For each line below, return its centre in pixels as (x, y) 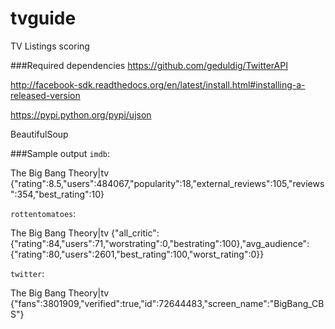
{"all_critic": (135, 233)
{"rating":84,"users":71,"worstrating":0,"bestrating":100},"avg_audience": (160, 243)
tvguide (43, 18)
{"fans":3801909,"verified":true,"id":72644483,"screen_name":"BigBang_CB (167, 303)
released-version (45, 95)
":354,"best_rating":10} (57, 194)
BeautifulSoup (39, 134)
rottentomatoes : (43, 213)
